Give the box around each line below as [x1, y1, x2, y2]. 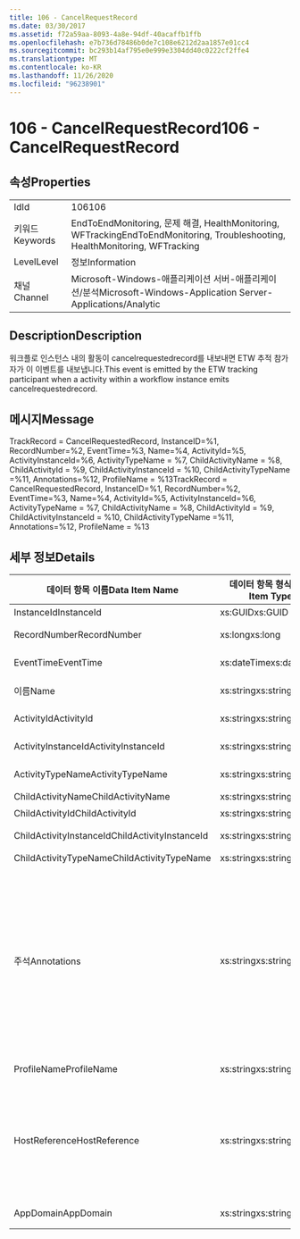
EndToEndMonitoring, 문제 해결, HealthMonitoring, [71, 216, 279, 229]
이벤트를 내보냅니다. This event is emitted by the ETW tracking [35, 364, 258, 375]
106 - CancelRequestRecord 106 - [9, 118, 261, 138]
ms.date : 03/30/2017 [9, 21, 87, 30]
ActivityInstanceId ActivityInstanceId [13, 741, 165, 753]
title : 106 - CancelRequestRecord [9, 13, 138, 22]
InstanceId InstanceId [13, 607, 103, 619]
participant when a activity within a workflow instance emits [9, 374, 229, 385]
